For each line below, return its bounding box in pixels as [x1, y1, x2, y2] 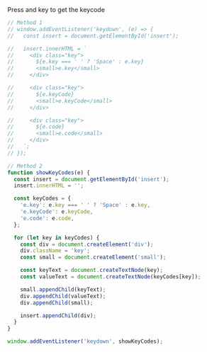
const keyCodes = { [13, 195, 72, 203]
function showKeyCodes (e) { [7, 169, 91, 176]
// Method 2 [7, 162, 43, 169]
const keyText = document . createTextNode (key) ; [20, 267, 163, 274]
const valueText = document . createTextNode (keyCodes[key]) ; [20, 273, 201, 280]
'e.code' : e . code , [20, 215, 74, 222]
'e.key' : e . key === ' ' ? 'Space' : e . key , [20, 202, 151, 209]
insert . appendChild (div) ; [20, 312, 97, 319]
